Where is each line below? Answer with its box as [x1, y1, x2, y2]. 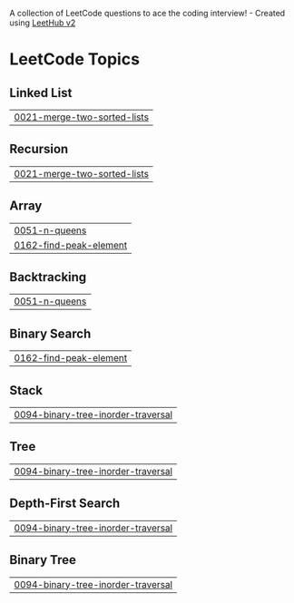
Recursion [9, 141, 69, 157]
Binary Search [9, 326, 92, 341]
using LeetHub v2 [9, 17, 76, 28]
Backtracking [9, 269, 87, 285]
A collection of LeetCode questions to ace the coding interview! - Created [9, 8, 286, 18]
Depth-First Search [9, 496, 121, 511]
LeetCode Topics [9, 49, 141, 70]
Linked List [9, 85, 73, 101]
